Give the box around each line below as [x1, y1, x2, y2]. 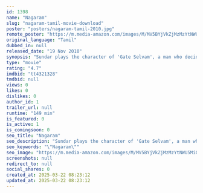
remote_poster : [6, 31, 45, 38]
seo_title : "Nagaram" [6, 132, 61, 139]
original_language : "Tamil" [6, 37, 77, 43]
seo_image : [6, 149, 34, 155]
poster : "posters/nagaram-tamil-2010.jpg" [6, 25, 115, 32]
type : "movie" [6, 59, 42, 65]
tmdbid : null [6, 76, 39, 82]
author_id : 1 [6, 99, 39, 105]
